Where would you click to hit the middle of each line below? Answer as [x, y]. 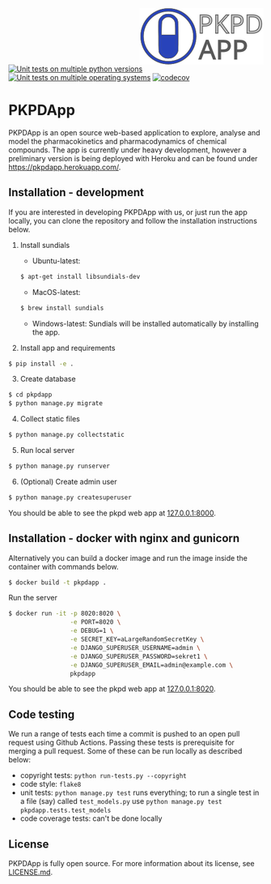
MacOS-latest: [56, 292]
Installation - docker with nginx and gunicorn [124, 538]
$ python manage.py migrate [56, 404]
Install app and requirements [68, 348]
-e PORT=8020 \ [95, 622]
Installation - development [76, 192]
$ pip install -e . [41, 364]
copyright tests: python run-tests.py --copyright [104, 775]
